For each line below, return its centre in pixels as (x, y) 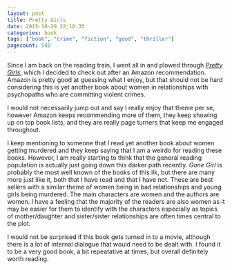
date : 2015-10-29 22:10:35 (46, 26)
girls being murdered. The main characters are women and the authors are (113, 194)
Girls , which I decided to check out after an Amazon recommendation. (107, 72)
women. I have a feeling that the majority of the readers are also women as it (116, 201)
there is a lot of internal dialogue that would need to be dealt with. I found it (114, 244)
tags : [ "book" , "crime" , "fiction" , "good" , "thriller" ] (91, 39)
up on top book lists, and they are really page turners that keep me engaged (115, 122)
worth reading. (28, 259)
